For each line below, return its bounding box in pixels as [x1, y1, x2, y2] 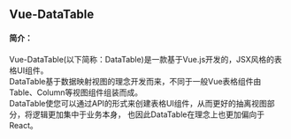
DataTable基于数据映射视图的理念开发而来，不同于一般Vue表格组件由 [9, 76, 262, 86]
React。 [9, 120, 38, 130]
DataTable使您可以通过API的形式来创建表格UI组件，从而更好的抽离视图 [9, 98, 268, 108]
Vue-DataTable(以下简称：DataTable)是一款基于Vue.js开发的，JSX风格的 [9, 54, 274, 64]
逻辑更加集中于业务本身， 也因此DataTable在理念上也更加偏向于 [32, 109, 265, 120]
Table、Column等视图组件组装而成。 [9, 87, 143, 98]
